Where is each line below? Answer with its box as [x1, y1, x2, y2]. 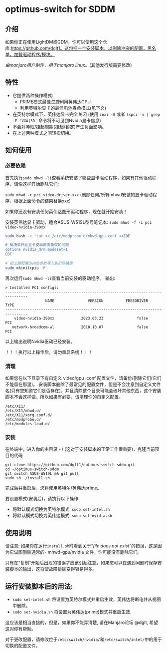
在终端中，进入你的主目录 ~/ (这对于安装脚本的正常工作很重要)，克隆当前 [5, 446, 156, 452]
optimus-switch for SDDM [5, 4, 116, 15]
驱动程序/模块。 [22, 52, 55, 57]
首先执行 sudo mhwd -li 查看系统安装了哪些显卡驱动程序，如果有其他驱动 [5, 174, 153, 181]
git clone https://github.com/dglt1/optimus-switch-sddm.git [5, 462, 135, 468]
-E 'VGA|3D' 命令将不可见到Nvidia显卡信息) [12, 117, 101, 123]
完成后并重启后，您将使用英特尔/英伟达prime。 [5, 485, 102, 491]
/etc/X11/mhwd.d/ [5, 408, 41, 414]
